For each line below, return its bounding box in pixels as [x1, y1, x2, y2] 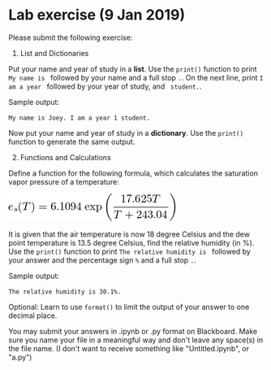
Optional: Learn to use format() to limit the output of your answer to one [8, 302, 250, 311]
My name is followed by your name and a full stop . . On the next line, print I [8, 72, 264, 82]
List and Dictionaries [19, 48, 89, 58]
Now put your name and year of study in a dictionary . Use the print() [8, 128, 244, 137]
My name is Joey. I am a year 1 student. [8, 114, 151, 122]
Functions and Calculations [19, 152, 111, 162]
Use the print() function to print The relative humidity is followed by [8, 246, 252, 256]
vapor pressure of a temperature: [8, 176, 119, 186]
